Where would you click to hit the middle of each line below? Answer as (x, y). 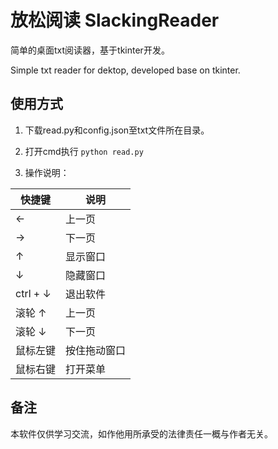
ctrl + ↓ (33, 293)
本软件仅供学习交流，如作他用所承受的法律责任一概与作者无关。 (141, 433)
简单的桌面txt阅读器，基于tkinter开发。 (90, 50)
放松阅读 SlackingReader (115, 20)
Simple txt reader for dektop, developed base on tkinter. (125, 70)
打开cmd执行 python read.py (84, 151)
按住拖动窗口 (96, 350)
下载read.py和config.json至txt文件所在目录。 (117, 130)
